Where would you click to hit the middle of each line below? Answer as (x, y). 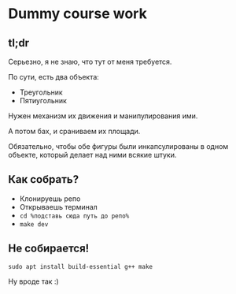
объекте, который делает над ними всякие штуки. (92, 155)
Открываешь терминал (59, 207)
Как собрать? (44, 179)
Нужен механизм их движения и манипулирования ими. (103, 116)
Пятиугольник (43, 100)
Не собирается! (49, 249)
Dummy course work (77, 14)
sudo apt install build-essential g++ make (81, 266)
